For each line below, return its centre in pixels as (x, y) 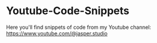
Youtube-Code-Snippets (68, 11)
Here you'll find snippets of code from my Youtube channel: (79, 27)
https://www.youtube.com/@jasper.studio (57, 33)
